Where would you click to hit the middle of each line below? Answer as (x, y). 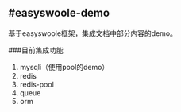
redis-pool (37, 84)
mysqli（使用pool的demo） (64, 67)
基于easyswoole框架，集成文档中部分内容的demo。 (92, 33)
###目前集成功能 (36, 50)
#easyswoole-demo (59, 13)
